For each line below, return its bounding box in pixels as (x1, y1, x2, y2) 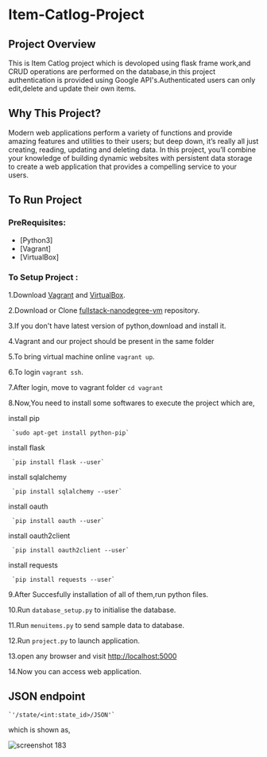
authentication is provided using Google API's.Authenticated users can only (8, 76, 256, 84)
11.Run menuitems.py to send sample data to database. (8, 620, 185, 630)
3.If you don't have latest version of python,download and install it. (8, 321, 226, 330)
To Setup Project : (8, 272, 79, 283)
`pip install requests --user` (11, 576, 115, 583)
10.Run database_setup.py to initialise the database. (8, 605, 176, 615)
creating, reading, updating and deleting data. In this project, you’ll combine (8, 145, 257, 154)
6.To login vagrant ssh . (8, 367, 83, 377)
